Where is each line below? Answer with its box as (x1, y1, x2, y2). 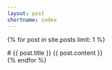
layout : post (7, 10, 45, 17)
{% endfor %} (7, 56, 47, 64)
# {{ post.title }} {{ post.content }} (7, 49, 103, 57)
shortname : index (7, 16, 57, 23)
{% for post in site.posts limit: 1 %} (7, 35, 106, 43)
